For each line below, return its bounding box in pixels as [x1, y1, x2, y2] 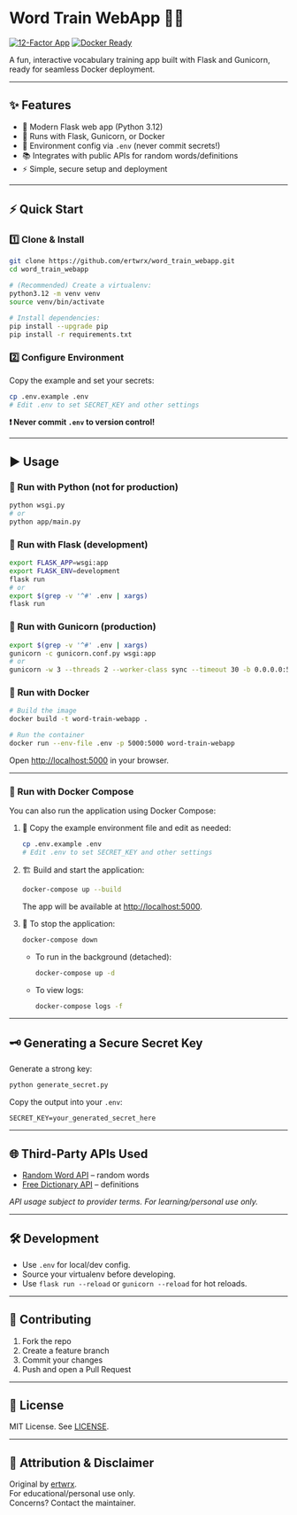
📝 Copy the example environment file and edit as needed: [21, 823, 232, 834]
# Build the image [9, 706, 77, 716]
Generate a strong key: [9, 1063, 93, 1075]
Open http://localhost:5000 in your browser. [9, 755, 170, 765]
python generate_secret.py [9, 1081, 109, 1090]
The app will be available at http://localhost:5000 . [21, 901, 203, 912]
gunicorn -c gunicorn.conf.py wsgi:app [9, 649, 156, 658]
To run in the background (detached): [34, 952, 172, 962]
